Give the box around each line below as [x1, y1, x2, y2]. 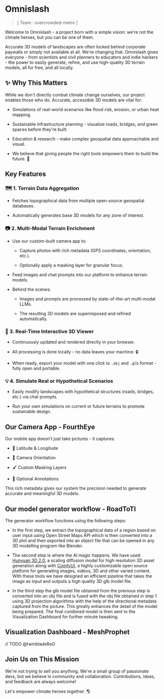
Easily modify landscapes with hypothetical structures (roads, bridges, [12, 389, 154, 395]
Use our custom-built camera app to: [12, 238, 87, 244]
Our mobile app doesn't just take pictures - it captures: [5, 436, 115, 442]
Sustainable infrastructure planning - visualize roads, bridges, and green [12, 121, 158, 127]
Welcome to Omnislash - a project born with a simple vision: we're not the [5, 29, 154, 35]
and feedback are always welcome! [5, 678, 77, 684]
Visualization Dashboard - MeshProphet [5, 628, 130, 636]
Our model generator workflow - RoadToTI [5, 505, 136, 513]
